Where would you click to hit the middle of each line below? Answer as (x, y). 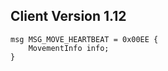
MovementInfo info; (69, 48)
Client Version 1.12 (68, 16)
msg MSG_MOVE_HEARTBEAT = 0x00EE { (84, 39)
